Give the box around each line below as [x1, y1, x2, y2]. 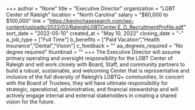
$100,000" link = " [6, 18, 50, 24]
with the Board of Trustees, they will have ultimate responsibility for [6, 80, 168, 87]
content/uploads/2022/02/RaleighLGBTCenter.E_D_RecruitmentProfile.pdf [6, 23, 184, 30]
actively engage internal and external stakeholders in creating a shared [6, 92, 177, 99]
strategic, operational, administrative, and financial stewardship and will [6, 86, 179, 92]
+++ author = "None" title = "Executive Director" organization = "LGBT [6, 5, 176, 12]
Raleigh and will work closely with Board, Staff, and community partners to [6, 61, 185, 68]
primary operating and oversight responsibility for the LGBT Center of [6, 55, 173, 61]
